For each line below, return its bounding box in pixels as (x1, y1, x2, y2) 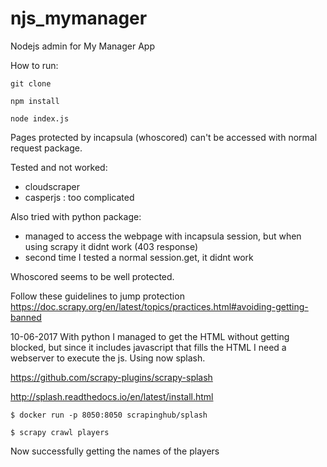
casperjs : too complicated (24, 191, 135, 203)
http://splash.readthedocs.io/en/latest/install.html (10, 390, 214, 402)
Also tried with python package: (10, 210, 142, 222)
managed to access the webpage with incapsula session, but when (24, 230, 302, 242)
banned (10, 311, 42, 323)
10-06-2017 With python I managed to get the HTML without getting (10, 330, 290, 342)
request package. (10, 142, 83, 154)
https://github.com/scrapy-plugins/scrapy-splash (10, 371, 213, 383)
